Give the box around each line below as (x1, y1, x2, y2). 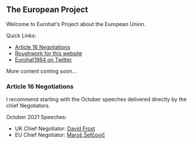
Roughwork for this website (14, 50, 83, 57)
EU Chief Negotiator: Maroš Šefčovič (14, 132, 105, 139)
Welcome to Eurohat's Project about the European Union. (6, 20, 146, 27)
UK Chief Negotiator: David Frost (14, 125, 96, 132)
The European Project (6, 5, 88, 15)
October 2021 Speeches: (6, 114, 67, 121)
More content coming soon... (6, 68, 77, 75)
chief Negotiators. (6, 102, 50, 109)
